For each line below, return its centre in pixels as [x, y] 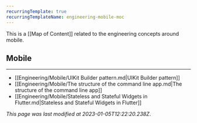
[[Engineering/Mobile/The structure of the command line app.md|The [98, 84]
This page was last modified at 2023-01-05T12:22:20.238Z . [79, 114]
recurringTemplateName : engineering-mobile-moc [65, 17]
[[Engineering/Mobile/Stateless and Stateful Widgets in [81, 97]
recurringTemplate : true [36, 11]
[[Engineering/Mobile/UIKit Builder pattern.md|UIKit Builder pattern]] [97, 78]
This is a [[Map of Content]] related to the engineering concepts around [93, 33]
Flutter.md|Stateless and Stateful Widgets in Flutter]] [78, 102]
